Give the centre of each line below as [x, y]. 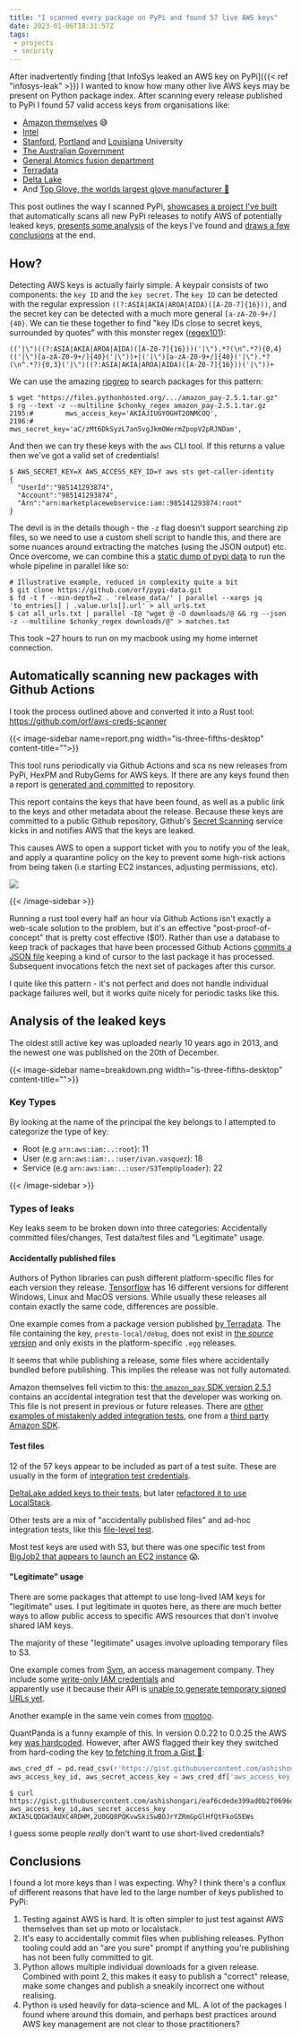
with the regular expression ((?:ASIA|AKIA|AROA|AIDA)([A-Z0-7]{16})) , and [148, 304]
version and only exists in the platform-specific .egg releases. [123, 1343]
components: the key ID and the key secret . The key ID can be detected [143, 294]
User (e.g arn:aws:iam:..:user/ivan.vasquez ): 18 [112, 1158]
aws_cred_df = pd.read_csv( [62, 1768]
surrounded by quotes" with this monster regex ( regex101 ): [118, 332]
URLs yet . [27, 1698]
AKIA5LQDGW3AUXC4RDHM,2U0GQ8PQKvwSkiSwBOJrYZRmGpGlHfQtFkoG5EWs [132, 1816]
